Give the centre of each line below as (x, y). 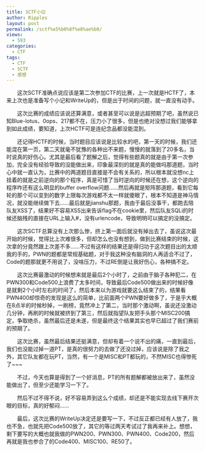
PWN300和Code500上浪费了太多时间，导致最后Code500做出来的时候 (95, 283)
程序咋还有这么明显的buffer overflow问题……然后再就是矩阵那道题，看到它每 (103, 188)
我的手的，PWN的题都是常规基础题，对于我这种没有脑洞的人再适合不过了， (101, 254)
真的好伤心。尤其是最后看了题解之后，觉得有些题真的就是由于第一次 (102, 157)
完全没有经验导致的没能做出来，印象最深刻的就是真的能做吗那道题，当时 (108, 165)
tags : (13, 58)
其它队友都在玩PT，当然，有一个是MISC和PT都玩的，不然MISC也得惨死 (107, 357)
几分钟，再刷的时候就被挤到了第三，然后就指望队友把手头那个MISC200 (95, 313)
